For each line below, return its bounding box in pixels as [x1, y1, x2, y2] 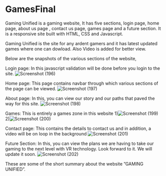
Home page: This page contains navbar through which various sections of [5, 80, 158, 86]
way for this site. [5, 100, 40, 106]
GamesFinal [5, 4, 56, 15]
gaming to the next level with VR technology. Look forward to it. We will [5, 145, 152, 151]
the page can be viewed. [5, 85, 57, 91]
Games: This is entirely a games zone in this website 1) [5, 110, 118, 116]
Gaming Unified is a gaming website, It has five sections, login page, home [5, 20, 159, 26]
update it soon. [5, 151, 37, 157]
